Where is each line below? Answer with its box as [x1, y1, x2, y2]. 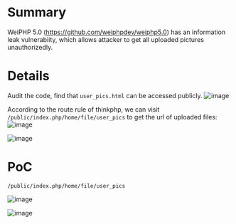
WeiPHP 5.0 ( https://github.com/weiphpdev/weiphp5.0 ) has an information [7, 28, 226, 36]
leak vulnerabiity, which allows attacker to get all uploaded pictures [7, 35, 205, 43]
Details [7, 68, 50, 84]
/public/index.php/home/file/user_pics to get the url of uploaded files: [7, 112, 218, 121]
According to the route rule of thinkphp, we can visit [7, 105, 160, 114]
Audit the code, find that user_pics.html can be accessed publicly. [7, 91, 203, 100]
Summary [7, 4, 66, 21]
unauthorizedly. [7, 43, 53, 51]
